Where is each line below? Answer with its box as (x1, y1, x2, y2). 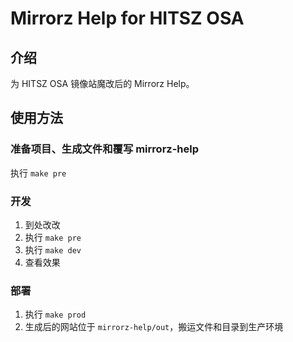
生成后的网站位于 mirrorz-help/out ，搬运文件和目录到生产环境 (24, 321, 284, 333)
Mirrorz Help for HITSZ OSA (10, 7, 245, 30)
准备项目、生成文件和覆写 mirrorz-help (10, 142, 199, 156)
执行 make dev (24, 243, 82, 256)
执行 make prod (24, 308, 87, 321)
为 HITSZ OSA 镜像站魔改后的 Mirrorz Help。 (10, 78, 195, 89)
